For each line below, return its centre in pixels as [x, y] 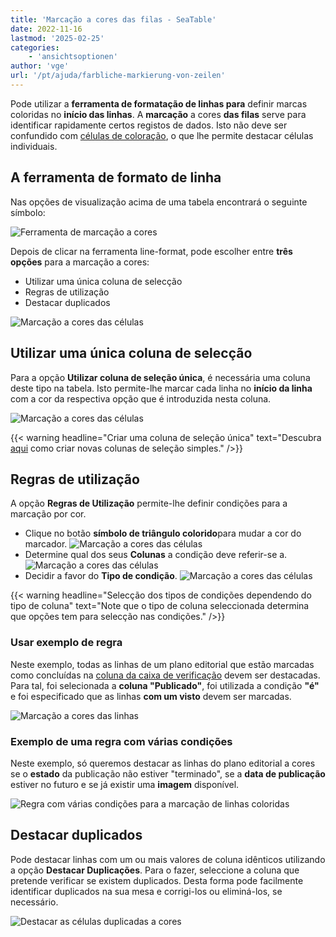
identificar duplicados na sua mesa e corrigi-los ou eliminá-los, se [146, 891]
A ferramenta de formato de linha [116, 177]
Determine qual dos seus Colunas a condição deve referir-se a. [156, 555]
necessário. [34, 902]
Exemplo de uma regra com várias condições [121, 741]
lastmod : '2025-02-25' [57, 38]
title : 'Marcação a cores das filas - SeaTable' [113, 19]
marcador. [46, 544]
